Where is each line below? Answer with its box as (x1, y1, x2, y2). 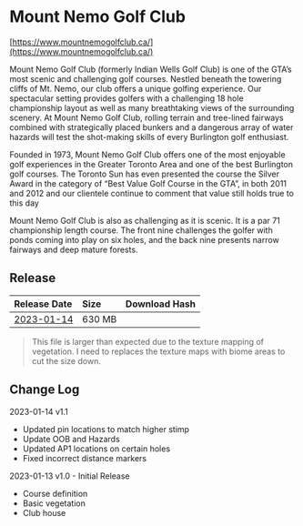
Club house (22, 507, 66, 518)
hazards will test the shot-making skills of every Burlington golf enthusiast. (9, 131, 289, 142)
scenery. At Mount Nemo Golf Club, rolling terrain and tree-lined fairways (9, 112, 284, 123)
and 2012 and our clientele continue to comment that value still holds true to (9, 187, 294, 198)
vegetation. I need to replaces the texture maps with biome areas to (31, 346, 286, 357)
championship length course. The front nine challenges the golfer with (9, 225, 273, 236)
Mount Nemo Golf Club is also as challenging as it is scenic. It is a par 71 (9, 215, 280, 226)
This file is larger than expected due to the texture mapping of (31, 336, 265, 347)
